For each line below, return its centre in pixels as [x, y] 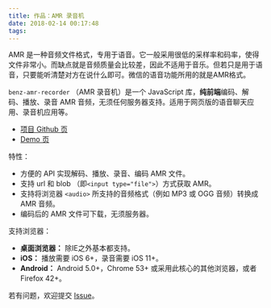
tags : [17, 31]
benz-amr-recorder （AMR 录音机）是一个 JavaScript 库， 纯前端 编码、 [125, 92]
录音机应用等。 [47, 112]
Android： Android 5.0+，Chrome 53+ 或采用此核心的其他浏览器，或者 [138, 268]
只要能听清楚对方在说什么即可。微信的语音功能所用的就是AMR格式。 [136, 75]
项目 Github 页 [44, 129]
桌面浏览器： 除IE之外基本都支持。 [77, 248]
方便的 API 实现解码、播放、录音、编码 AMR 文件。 [105, 173]
